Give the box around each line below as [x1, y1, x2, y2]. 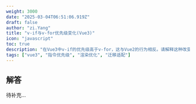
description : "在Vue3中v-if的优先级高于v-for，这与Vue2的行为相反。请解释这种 [6, 47, 183, 53]
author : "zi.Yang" [6, 25, 51, 31]
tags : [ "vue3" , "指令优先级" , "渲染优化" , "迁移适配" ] [6, 52, 131, 58]
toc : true [6, 41, 30, 47]
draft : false [6, 19, 38, 25]
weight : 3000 [6, 8, 38, 15]
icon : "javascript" [6, 36, 54, 41]
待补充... [6, 92, 26, 99]
